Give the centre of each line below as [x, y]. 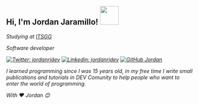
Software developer [30, 48]
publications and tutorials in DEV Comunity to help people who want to [93, 77]
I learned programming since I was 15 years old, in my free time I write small [99, 71]
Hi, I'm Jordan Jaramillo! [52, 22]
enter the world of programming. [46, 83]
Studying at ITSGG [29, 36]
